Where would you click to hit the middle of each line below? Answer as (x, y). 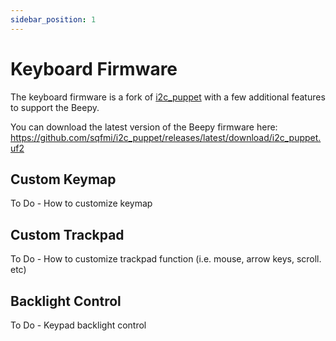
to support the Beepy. (55, 107)
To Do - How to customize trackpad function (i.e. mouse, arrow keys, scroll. (166, 259)
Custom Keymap (63, 179)
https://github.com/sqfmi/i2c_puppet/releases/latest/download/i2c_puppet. (166, 137)
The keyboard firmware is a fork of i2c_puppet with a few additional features (168, 97)
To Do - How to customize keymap (81, 203)
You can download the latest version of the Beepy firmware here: (144, 127)
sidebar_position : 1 (53, 19)
